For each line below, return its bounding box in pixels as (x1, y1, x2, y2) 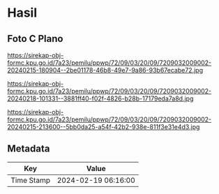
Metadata (7, 143, 50, 155)
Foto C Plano (7, 33, 63, 45)
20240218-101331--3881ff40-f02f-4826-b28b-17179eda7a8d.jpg (7, 94, 194, 103)
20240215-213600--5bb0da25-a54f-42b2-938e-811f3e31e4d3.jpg (7, 123, 200, 130)
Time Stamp (10, 175, 51, 185)
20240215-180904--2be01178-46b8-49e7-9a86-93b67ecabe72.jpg (7, 66, 204, 74)
